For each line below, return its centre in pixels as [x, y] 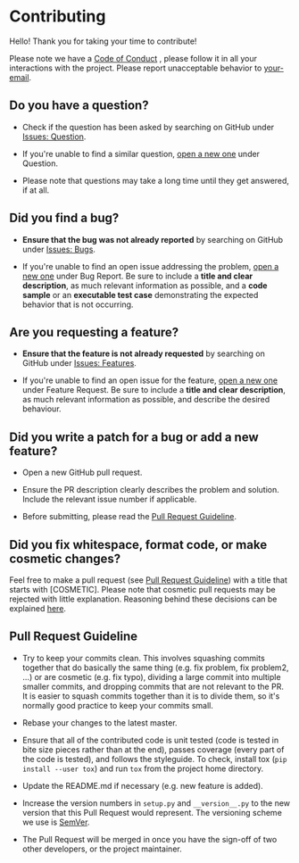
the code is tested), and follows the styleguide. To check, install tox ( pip [154, 759]
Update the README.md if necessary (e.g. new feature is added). [142, 785]
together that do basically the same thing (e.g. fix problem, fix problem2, [155, 668]
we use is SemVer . [56, 822]
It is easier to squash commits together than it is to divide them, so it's [151, 696]
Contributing [58, 17]
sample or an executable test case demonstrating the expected [140, 295]
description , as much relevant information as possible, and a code [145, 285]
